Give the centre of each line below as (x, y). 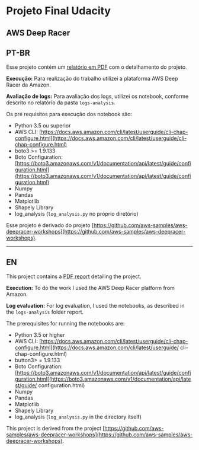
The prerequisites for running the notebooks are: (65, 324)
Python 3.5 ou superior (43, 126)
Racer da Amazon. (29, 85)
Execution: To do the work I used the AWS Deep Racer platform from (90, 288)
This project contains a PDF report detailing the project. (74, 276)
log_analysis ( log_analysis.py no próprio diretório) (76, 214)
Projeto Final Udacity (59, 11)
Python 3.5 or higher (40, 335)
